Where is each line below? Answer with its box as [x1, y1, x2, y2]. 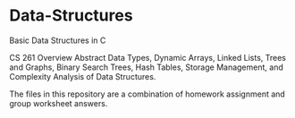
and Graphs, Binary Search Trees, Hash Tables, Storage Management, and [9, 62, 283, 72]
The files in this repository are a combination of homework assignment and [9, 88, 286, 99]
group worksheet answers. [9, 97, 108, 108]
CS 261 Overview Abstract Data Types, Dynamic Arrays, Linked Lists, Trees [9, 52, 287, 63]
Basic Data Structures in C [9, 35, 106, 46]
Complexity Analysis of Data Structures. [9, 71, 156, 81]
